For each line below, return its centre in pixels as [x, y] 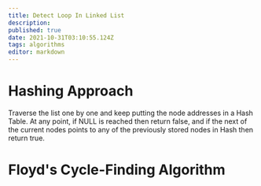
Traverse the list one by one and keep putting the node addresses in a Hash [131, 113]
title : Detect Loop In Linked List [66, 15]
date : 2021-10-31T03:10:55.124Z [61, 37]
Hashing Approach [71, 91]
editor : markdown [37, 52]
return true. [27, 138]
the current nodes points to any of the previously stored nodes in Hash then [131, 129]
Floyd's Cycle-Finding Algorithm [117, 170]
